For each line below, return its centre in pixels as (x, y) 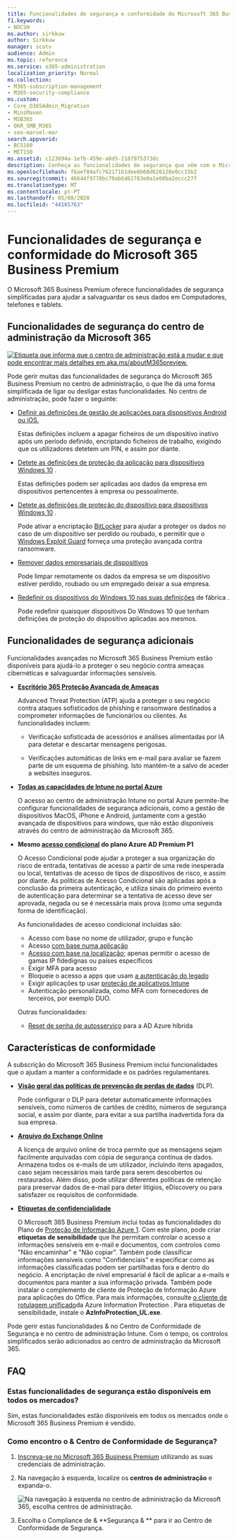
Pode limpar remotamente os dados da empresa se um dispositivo (114, 576)
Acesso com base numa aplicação (78, 945)
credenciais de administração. (61, 1464)
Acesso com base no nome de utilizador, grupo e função (110, 938)
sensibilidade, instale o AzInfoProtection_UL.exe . (90, 1312)
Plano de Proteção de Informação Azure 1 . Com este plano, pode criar (119, 1230)
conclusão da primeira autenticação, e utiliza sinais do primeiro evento (120, 888)
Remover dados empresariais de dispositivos (83, 562)
